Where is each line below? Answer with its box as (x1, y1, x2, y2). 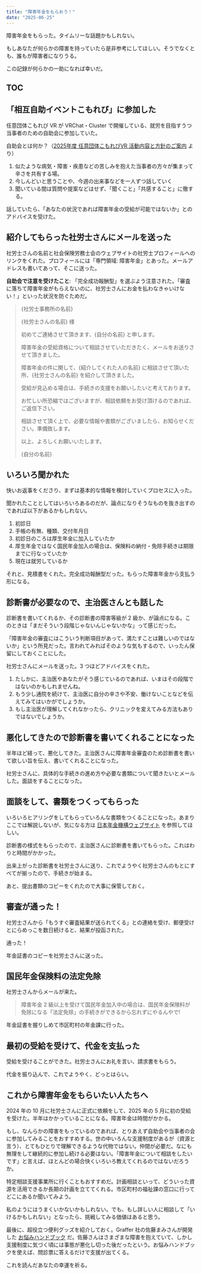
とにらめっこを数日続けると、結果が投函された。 (6, 926, 127, 934)
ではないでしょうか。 (14, 713, 68, 720)
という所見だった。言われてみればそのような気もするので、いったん (22, 642, 190, 649)
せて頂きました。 (20, 351, 64, 358)
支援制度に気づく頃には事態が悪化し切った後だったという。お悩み (6, 1241, 169, 1249)
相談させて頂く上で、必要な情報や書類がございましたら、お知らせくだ (20, 417, 194, 425)
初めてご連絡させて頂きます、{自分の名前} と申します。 (20, 331, 158, 338)
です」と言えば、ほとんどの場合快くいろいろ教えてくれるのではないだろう (6, 1158, 190, 1165)
